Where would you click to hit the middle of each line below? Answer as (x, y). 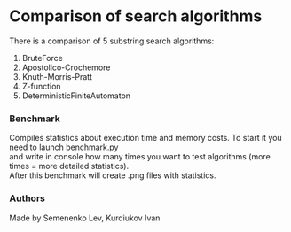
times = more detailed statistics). (69, 166)
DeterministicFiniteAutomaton (76, 96)
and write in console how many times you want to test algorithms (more (140, 157)
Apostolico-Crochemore (66, 67)
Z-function (41, 86)
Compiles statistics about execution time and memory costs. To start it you (145, 138)
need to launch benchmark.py (64, 147)
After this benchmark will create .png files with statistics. (113, 175)
